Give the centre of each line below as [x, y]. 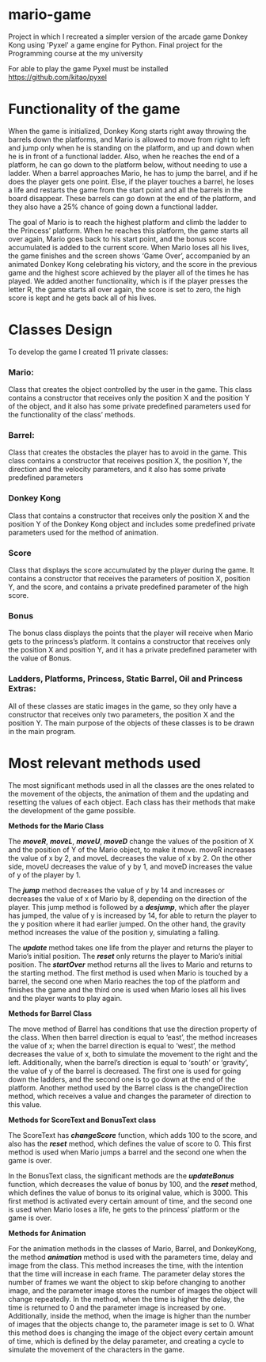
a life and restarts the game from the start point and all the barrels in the [125, 190]
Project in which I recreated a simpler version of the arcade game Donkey [128, 36]
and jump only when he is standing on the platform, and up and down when [131, 147]
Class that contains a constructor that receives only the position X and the [129, 516]
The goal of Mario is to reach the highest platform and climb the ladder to [128, 222]
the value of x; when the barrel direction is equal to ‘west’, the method [122, 1045]
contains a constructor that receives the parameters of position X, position [129, 578]
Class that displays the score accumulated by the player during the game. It [131, 570]
